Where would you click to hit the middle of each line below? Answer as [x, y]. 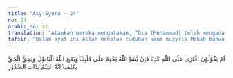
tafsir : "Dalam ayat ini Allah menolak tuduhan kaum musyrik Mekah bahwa [116, 39]
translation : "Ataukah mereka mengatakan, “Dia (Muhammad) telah [104, 33]
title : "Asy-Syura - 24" [44, 13]
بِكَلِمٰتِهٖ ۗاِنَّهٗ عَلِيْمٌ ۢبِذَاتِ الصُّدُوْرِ [43, 67]
